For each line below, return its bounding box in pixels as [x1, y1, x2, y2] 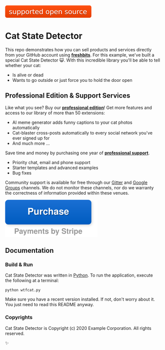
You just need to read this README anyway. [5, 302, 95, 308]
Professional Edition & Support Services [5, 92, 131, 100]
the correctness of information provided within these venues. [5, 190, 130, 196]
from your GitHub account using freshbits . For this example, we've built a [5, 52, 155, 58]
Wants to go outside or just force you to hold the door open [12, 77, 133, 83]
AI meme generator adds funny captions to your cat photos [12, 119, 133, 125]
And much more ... [12, 140, 50, 146]
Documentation [5, 246, 54, 255]
